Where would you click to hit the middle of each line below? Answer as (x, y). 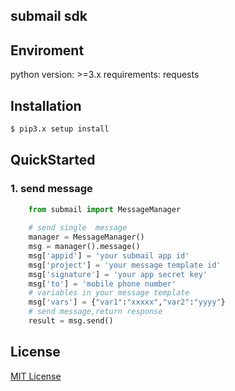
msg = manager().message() (84, 247)
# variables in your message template (109, 293)
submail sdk (49, 16)
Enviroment (47, 50)
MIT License (36, 376)
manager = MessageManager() (86, 237)
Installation (46, 105)
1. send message (51, 189)
